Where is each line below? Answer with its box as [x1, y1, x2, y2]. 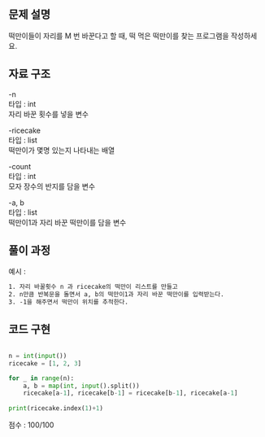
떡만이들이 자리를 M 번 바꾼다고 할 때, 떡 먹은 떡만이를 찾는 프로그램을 [8, 31, 229, 41]
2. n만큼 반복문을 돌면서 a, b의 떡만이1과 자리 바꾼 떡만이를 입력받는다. [8, 291, 225, 299]
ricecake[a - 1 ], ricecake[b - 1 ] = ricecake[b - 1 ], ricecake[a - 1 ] [23, 389, 238, 397]
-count [8, 161, 31, 171]
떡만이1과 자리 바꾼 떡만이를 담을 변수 [8, 217, 127, 227]
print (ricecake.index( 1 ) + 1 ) [8, 404, 104, 413]
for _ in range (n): [8, 374, 75, 382]
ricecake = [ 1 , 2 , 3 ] [8, 359, 82, 368]
